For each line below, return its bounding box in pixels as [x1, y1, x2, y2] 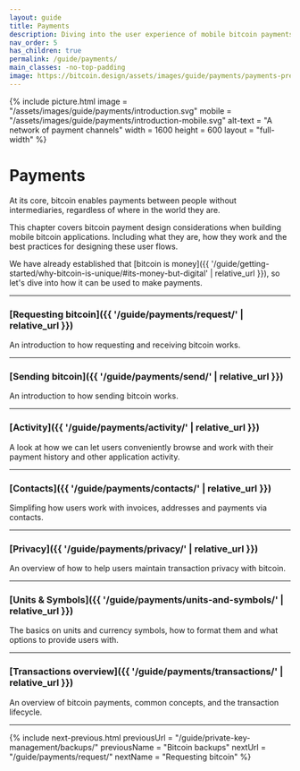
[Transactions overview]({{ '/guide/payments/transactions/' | [9, 665, 284, 678]
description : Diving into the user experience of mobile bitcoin [9, 30, 257, 39]
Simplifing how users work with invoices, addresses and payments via [9, 502, 268, 513]
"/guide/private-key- [174, 732, 251, 743]
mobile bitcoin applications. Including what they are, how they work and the [9, 231, 287, 242]
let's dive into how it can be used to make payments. [9, 277, 203, 287]
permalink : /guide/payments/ [9, 55, 118, 64]
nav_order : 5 [9, 38, 58, 47]
